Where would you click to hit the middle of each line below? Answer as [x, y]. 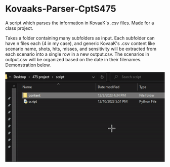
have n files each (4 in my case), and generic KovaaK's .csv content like [80, 43]
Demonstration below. [28, 65]
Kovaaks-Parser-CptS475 [61, 9]
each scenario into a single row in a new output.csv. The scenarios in [77, 54]
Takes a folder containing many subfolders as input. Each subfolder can [80, 38]
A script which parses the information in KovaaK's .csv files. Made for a [80, 23]
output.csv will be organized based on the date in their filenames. [73, 59]
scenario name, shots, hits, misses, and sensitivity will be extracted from [81, 49]
